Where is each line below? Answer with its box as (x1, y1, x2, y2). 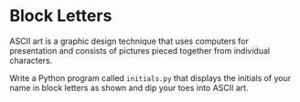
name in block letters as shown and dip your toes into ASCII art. (9, 82, 249, 93)
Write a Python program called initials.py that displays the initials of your (9, 72, 292, 83)
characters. (9, 55, 53, 66)
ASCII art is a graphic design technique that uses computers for (9, 36, 249, 46)
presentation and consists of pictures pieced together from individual (9, 45, 271, 56)
